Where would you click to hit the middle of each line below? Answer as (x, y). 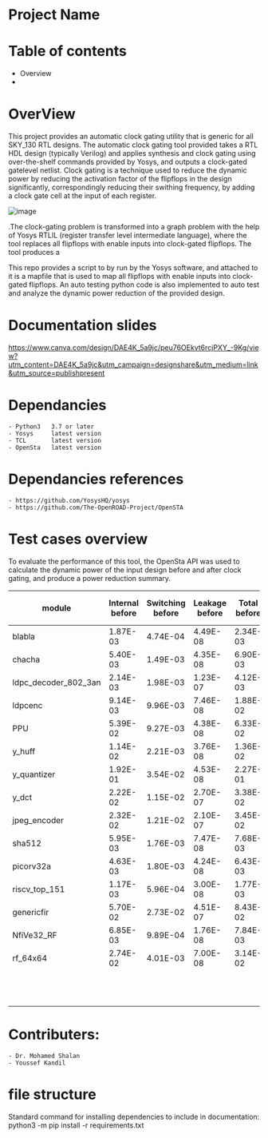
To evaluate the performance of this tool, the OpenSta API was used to (124, 561)
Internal (124, 603)
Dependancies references (96, 479)
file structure (53, 1094)
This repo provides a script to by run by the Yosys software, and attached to (133, 268)
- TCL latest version (55, 440)
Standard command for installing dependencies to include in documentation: (134, 1116)
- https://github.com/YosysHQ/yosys (69, 500)
